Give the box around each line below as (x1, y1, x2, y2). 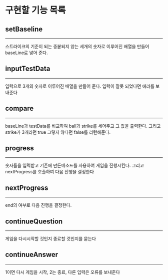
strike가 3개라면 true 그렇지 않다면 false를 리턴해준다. (5, 129, 111, 135)
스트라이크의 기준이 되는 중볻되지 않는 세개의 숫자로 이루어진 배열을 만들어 (5, 44, 149, 49)
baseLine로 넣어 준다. (5, 50, 48, 56)
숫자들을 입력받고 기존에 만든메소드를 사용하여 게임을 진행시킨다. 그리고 (5, 162, 144, 168)
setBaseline (5, 25, 43, 33)
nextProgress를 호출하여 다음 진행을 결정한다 (5, 169, 94, 175)
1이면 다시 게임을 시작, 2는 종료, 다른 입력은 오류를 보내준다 (5, 269, 120, 275)
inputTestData (5, 65, 50, 73)
